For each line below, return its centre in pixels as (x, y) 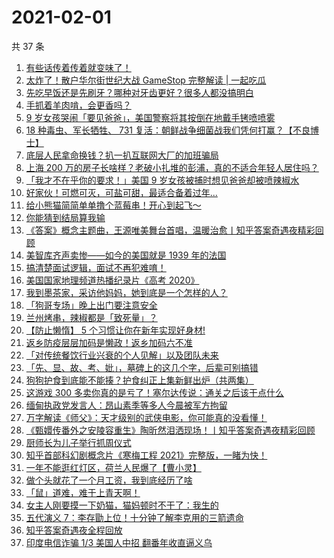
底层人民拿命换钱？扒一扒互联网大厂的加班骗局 (122, 155)
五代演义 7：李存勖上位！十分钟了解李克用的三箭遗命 (134, 517)
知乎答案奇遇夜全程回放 (74, 530)
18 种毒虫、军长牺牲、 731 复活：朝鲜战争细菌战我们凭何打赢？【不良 (168, 130)
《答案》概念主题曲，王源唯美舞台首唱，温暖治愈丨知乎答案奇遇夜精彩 (170, 230)
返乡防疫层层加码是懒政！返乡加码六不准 (109, 342)
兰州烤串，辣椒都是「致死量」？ (91, 317)
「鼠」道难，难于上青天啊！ (83, 492)
